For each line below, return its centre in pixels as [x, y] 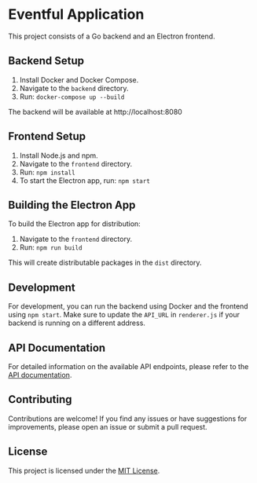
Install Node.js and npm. [59, 156]
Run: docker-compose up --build [72, 97]
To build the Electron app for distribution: [75, 224]
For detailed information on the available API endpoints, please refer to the [128, 366]
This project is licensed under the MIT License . [84, 470]
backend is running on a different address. [77, 323]
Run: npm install [48, 172]
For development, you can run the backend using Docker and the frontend [128, 306]
